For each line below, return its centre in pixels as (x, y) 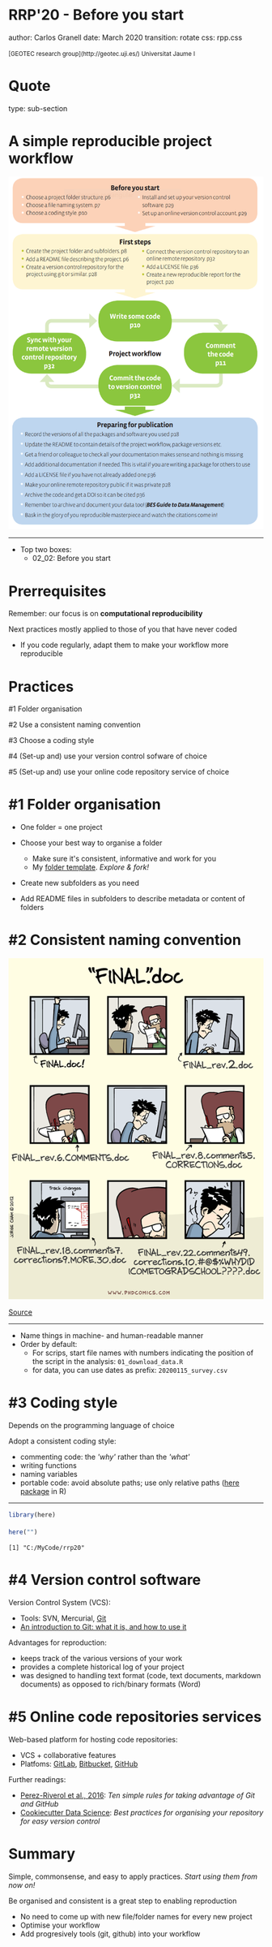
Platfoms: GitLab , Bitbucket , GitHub (79, 1764)
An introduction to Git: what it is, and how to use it (103, 1626)
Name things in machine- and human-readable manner (112, 1336)
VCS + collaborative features (68, 1755)
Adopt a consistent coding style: (62, 1441)
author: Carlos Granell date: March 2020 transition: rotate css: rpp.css (125, 37)
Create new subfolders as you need (80, 883)
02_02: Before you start (71, 559)
